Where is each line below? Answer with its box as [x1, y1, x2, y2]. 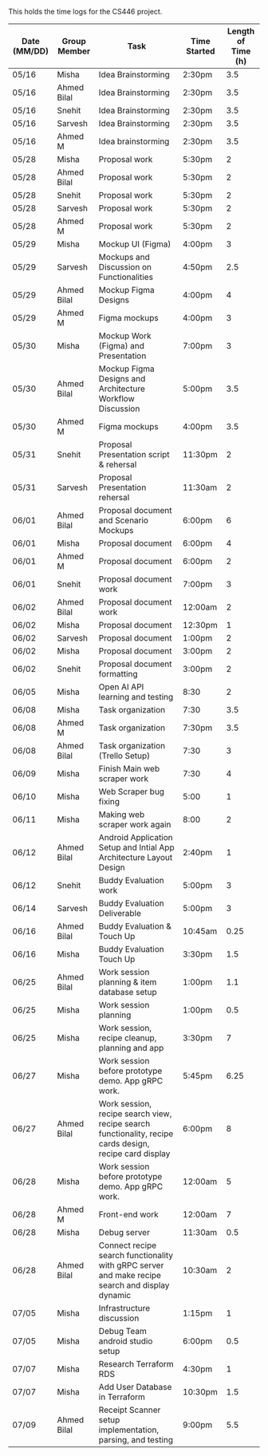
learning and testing [98, 692, 174, 702]
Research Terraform [98, 1359, 174, 1369]
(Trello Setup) [98, 750, 151, 761]
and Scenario [98, 515, 149, 526]
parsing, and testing [98, 1434, 174, 1445]
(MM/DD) [12, 45, 49, 57]
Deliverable [98, 908, 141, 918]
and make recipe [98, 1270, 162, 1280]
